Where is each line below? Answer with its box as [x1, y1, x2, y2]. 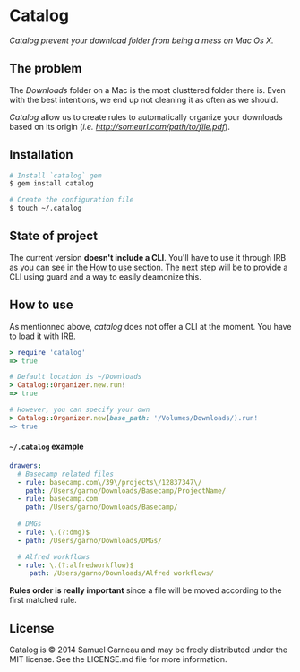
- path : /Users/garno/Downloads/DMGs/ [17, 536, 163, 545]
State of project [9, 228, 99, 244]
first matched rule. [9, 595, 78, 606]
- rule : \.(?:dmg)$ [17, 528, 90, 537]
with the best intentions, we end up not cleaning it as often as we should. [9, 94, 279, 105]
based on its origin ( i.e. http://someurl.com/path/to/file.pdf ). [9, 121, 231, 132]
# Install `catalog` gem [9, 171, 102, 180]
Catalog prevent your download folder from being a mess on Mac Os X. [9, 35, 275, 46]
